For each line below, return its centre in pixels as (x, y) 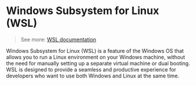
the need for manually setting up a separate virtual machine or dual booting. (98, 63)
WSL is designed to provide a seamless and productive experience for (91, 69)
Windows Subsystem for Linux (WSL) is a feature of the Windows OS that (95, 50)
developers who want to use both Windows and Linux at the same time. (93, 76)
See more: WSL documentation (58, 39)
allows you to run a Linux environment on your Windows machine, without (96, 57)
